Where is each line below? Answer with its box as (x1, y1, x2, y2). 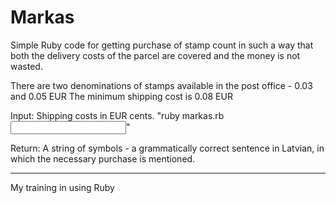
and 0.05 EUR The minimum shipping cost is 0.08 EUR (10, 90, 233, 102)
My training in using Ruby (10, 181, 115, 193)
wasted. (10, 60, 43, 72)
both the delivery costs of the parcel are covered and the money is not (10, 49, 301, 61)
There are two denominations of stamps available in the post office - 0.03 (10, 79, 313, 91)
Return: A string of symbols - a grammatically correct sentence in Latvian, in (10, 142, 325, 154)
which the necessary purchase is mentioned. (10, 152, 196, 165)
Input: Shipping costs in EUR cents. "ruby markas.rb (10, 109, 225, 121)
